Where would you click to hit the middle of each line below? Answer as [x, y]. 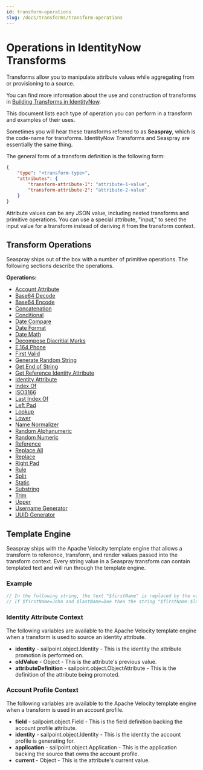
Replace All [29, 450]
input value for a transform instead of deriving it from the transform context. [101, 226]
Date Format [31, 328]
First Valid [27, 354]
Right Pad [27, 463]
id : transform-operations [39, 12]
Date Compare [33, 321]
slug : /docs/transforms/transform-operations [64, 18]
